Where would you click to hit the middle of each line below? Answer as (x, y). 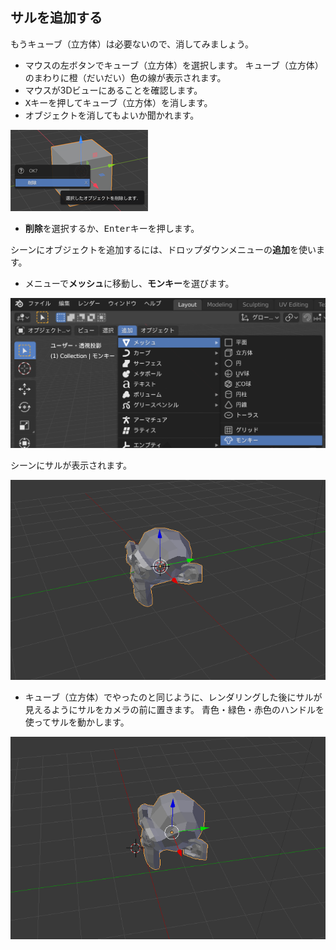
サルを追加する (56, 18)
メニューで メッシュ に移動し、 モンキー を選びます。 (129, 283)
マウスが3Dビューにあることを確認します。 (113, 90)
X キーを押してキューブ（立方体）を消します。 (118, 102)
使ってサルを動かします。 (77, 722)
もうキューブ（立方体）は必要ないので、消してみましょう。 (132, 44)
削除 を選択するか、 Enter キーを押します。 (112, 228)
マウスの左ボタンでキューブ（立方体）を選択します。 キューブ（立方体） (174, 65)
